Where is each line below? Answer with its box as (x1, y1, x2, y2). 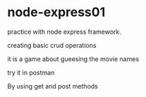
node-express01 (7, 4, 106, 20)
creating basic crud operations (7, 41, 97, 49)
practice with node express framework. (7, 27, 122, 36)
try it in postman (7, 68, 55, 77)
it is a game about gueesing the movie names (7, 54, 140, 63)
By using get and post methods (7, 82, 99, 90)
